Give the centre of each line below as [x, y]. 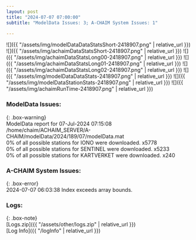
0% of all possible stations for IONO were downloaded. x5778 [82, 143]
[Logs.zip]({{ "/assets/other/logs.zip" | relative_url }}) [71, 225]
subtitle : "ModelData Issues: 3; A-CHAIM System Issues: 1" [82, 23]
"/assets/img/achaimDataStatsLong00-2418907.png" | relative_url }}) [98, 58]
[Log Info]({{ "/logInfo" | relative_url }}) [53, 231]
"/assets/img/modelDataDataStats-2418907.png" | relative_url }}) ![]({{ [99, 76]
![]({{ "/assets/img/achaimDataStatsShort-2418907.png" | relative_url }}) [94, 51]
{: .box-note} [22, 218]
